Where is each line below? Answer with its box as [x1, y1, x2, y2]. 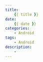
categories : [5, 26, 30, 31]
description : [5, 44, 32, 49]
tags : [5, 35, 16, 40]
